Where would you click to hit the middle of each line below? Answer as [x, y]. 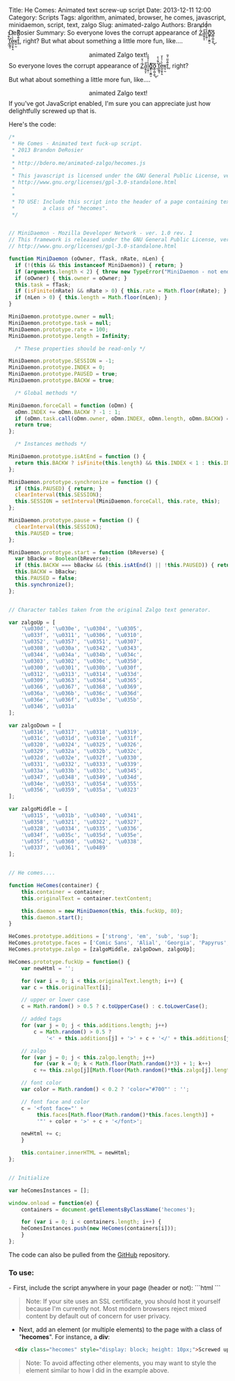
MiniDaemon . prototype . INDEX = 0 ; [57, 368]
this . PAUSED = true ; [44, 533]
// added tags [41, 1019]
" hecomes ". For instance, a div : [64, 1337]
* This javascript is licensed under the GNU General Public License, [116, 176]
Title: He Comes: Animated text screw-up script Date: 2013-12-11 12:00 [110, 10]
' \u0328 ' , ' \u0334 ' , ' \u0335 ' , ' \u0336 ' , [82, 828]
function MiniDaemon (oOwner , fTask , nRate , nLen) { [87, 259]
